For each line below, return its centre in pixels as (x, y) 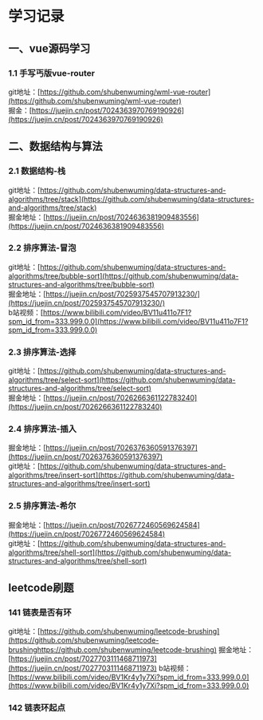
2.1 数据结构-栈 (37, 171)
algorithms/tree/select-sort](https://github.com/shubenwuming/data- (122, 380)
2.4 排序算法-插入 (43, 429)
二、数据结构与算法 (55, 146)
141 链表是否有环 (40, 613)
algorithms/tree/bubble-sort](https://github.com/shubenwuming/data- (124, 275)
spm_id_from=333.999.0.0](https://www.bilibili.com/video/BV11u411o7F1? (128, 321)
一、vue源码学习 (49, 48)
